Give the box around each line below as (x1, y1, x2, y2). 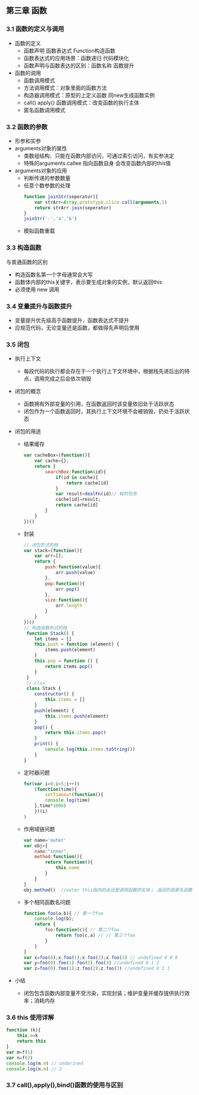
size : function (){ (44, 597, 88, 603)
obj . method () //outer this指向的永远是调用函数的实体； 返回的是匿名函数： (23, 887, 197, 893)
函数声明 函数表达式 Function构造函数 (23, 47, 115, 54)
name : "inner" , (34, 848, 69, 854)
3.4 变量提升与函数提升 (6, 302, 72, 310)
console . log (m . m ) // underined (6, 1060, 84, 1066)
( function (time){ (34, 786, 77, 792)
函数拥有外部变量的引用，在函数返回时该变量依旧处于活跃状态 (23, 400, 175, 408)
